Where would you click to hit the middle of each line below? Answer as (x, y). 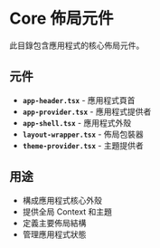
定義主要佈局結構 (54, 223)
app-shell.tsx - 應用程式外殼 (77, 122)
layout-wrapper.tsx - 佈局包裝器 (83, 134)
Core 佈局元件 (61, 19)
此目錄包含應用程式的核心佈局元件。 (77, 45)
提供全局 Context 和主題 (67, 211)
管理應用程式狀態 (54, 234)
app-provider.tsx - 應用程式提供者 (87, 111)
